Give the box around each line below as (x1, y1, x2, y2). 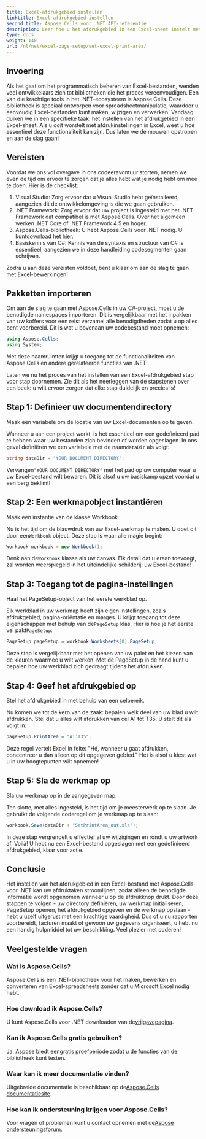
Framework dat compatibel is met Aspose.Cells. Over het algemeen (15, 213, 186, 220)
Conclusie (6, 863, 46, 875)
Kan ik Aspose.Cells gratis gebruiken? (6, 1033, 123, 1042)
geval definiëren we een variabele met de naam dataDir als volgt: (6, 443, 170, 450)
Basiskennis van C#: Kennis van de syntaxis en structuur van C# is (15, 239, 184, 246)
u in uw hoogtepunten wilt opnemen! (6, 757, 99, 765)
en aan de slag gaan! (6, 134, 59, 142)
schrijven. (15, 252, 40, 260)
